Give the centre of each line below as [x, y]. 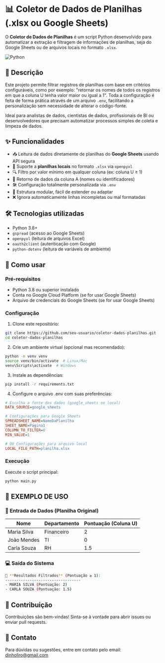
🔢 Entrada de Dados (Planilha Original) [52, 510]
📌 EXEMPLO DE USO [37, 497]
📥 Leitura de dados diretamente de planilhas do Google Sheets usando [85, 154]
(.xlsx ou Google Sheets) [57, 23]
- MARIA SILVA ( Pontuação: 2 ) [36, 585]
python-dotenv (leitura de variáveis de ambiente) [61, 249]
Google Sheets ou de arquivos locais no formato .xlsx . [61, 47]
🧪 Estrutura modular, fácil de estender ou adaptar [62, 192]
